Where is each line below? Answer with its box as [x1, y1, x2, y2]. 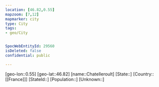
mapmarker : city [5, 16, 39, 21]
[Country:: [133, 71, 154, 77]
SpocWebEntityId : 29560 [5, 44, 55, 49]
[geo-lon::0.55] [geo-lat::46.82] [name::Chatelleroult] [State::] [5, 71, 132, 77]
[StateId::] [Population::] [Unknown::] [28, 76, 104, 82]
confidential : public [5, 53, 50, 58]
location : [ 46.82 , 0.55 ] [5, 7, 55, 12]
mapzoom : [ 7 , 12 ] [5, 12, 39, 17]
